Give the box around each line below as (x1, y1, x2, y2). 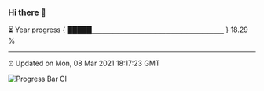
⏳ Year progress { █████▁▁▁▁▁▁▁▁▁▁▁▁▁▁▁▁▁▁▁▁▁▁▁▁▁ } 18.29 (8, 25, 249, 34)
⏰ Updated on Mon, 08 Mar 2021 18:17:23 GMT (8, 58, 160, 68)
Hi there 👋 (8, 7, 47, 18)
